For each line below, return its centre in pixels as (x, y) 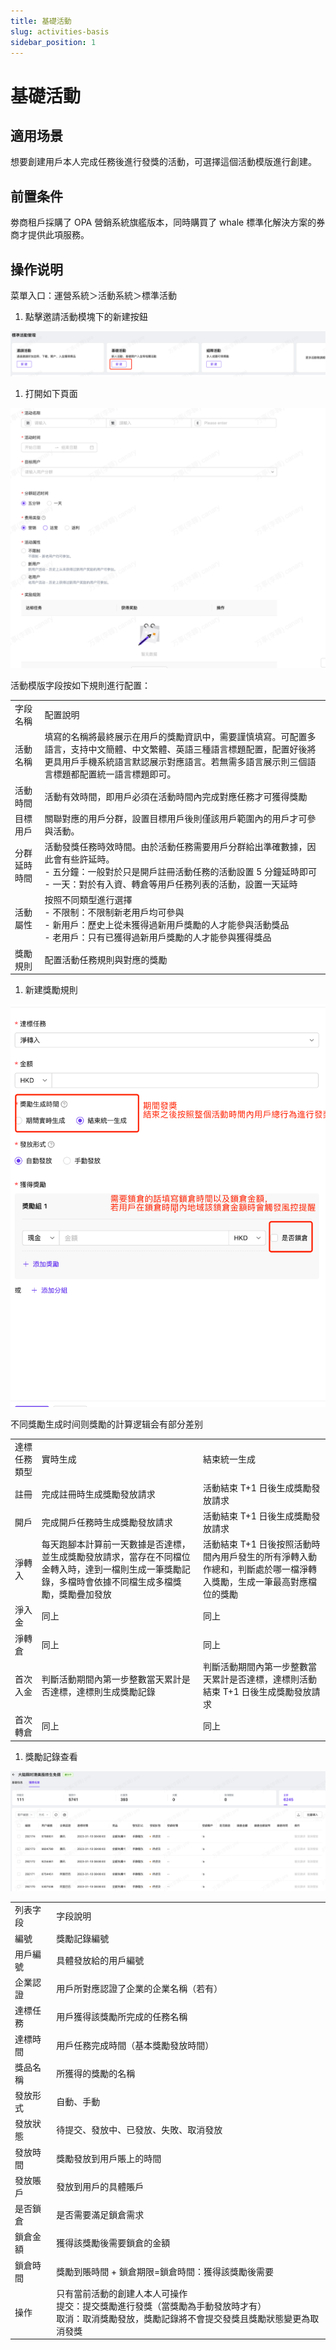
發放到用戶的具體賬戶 (100, 2186)
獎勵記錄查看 (51, 1756)
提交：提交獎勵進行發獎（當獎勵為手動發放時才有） (161, 2306)
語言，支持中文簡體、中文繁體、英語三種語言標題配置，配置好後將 (180, 749)
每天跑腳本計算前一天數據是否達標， (116, 1544)
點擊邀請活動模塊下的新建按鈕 (86, 316)
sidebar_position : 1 (53, 42)
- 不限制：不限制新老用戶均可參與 (114, 912)
